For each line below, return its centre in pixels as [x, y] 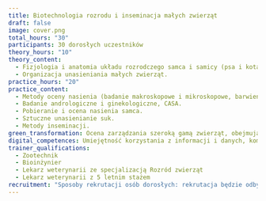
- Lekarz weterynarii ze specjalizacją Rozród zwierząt [109, 170]
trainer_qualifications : [49, 148]
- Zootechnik [37, 155]
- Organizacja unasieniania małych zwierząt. [92, 74]
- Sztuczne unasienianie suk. [65, 119]
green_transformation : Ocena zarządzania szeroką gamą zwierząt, [118, 133]
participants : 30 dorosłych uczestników [76, 45]
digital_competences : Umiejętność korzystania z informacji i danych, [127, 140]
